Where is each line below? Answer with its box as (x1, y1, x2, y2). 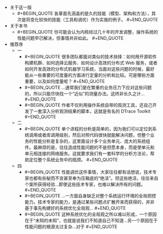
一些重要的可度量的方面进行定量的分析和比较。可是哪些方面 (33, 72, 155, 78)
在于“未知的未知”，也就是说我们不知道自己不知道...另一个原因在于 (24, 218, 158, 223)
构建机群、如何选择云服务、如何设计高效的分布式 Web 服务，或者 (24, 60, 158, 66)
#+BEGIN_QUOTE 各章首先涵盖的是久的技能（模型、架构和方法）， (17, 10, 152, 16)
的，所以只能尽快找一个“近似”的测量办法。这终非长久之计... (24, 91, 145, 96)
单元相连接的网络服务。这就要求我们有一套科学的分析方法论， (24, 151, 151, 156)
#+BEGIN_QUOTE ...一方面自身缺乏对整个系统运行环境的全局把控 (24, 193, 157, 198)
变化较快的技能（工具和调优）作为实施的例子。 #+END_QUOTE (30, 17, 158, 22)
